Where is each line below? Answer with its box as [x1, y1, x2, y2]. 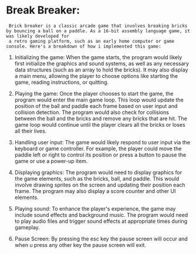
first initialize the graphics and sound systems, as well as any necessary [14, 60, 190, 67]
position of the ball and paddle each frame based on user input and [14, 102, 178, 109]
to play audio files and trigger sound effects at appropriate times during [14, 218, 188, 225]
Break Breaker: [6, 4, 80, 17]
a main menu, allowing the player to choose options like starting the [14, 72, 178, 79]
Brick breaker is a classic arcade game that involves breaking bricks [8, 23, 188, 29]
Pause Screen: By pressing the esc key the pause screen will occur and [14, 235, 188, 242]
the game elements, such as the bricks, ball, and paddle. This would [14, 175, 180, 182]
